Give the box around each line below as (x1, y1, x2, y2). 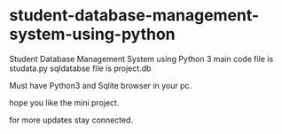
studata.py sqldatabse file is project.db (9, 63, 152, 74)
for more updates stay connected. (9, 114, 134, 125)
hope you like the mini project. (9, 97, 120, 107)
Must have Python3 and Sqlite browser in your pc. (9, 80, 192, 91)
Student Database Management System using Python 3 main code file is (9, 53, 274, 64)
